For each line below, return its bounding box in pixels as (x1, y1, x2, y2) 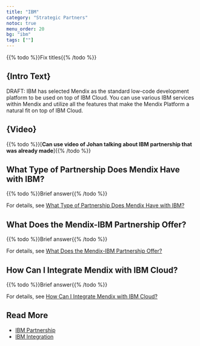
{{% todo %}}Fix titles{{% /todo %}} (6, 54, 97, 61)
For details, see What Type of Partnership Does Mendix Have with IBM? (6, 202, 185, 209)
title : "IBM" (6, 8, 39, 15)
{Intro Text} (6, 71, 51, 82)
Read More (6, 310, 48, 321)
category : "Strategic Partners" (6, 15, 88, 21)
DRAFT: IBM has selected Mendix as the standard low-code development (6, 87, 189, 95)
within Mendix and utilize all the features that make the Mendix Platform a (6, 100, 190, 107)
